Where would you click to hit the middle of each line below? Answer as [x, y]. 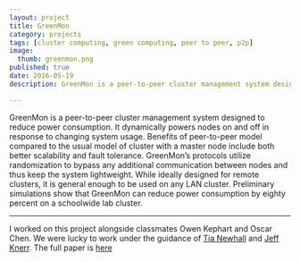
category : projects [46, 34]
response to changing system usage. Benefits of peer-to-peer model [136, 136]
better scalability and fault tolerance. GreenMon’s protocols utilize [130, 155]
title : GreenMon [39, 26]
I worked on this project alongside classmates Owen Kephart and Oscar [141, 228]
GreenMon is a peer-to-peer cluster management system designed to [137, 117]
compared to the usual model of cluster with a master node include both [142, 146]
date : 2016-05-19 [42, 76]
